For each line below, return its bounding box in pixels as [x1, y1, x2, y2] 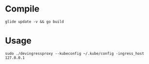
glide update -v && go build [5, 19, 64, 24]
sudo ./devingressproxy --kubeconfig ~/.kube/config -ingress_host [5, 51, 145, 56]
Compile [5, 3, 40, 14]
